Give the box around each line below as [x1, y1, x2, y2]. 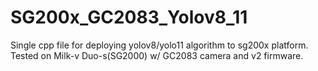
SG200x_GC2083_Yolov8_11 [10, 6, 248, 29]
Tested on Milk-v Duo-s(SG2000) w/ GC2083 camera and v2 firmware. [10, 49, 304, 61]
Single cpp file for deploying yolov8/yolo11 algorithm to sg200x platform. [10, 39, 309, 51]
